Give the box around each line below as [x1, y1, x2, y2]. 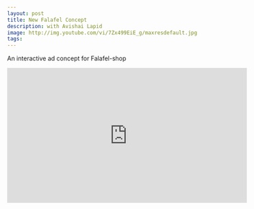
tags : [7, 36, 23, 42]
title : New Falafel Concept [7, 16, 88, 23]
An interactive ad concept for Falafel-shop [7, 54, 127, 62]
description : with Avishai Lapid [7, 23, 103, 29]
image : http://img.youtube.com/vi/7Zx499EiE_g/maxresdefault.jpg [7, 29, 197, 36]
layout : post [7, 10, 45, 17]
